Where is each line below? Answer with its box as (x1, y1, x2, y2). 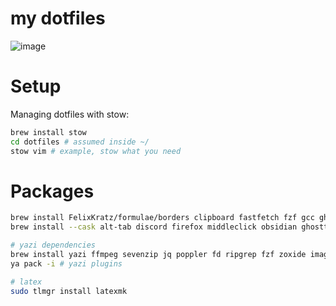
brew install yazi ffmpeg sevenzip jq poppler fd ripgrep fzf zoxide (10, 250, 307, 260)
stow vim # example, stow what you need (10, 146, 182, 156)
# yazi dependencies (10, 240, 97, 251)
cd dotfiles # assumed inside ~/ (10, 137, 150, 147)
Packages (10, 180, 95, 202)
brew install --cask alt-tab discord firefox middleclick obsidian (10, 222, 298, 232)
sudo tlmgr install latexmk (10, 286, 128, 296)
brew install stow (10, 127, 87, 137)
